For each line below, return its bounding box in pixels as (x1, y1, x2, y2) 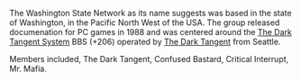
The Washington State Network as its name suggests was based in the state (9, 8, 292, 18)
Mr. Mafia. (9, 63, 47, 74)
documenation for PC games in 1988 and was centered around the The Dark (9, 27, 293, 37)
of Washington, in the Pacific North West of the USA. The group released (9, 17, 280, 28)
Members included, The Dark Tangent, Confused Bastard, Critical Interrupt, (9, 54, 289, 64)
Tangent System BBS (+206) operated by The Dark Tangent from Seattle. (9, 36, 281, 47)
